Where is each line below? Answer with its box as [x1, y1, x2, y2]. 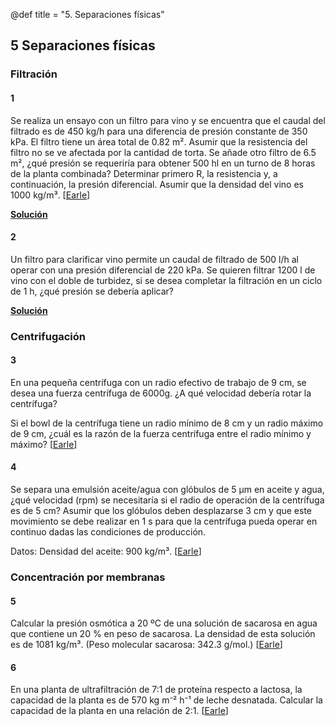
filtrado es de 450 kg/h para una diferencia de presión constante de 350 [10, 125, 308, 137]
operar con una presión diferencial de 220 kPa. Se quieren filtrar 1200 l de [10, 264, 316, 276]
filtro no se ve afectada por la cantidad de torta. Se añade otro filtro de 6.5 [10, 146, 317, 158]
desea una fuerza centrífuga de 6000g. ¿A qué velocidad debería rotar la [10, 387, 312, 399]
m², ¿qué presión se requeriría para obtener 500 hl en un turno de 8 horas [10, 157, 316, 169]
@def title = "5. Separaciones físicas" [10, 9, 165, 20]
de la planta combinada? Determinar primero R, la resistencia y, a [10, 167, 278, 179]
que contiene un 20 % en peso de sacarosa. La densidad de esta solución [10, 628, 316, 640]
